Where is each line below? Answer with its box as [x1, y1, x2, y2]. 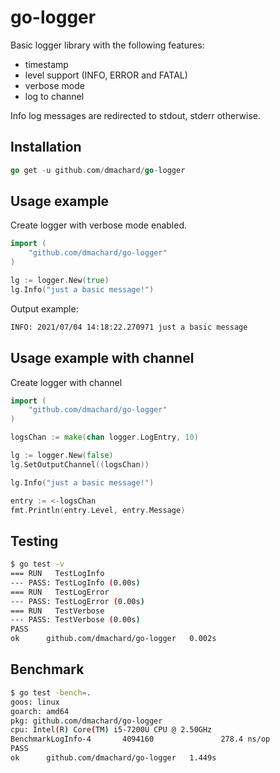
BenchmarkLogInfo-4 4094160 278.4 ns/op [10, 734, 271, 745]
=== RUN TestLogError [10, 587, 110, 597]
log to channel [24, 90, 85, 102]
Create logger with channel [10, 376, 123, 388]
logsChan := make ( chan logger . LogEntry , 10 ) [10, 432, 199, 443]
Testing [10, 532, 59, 550]
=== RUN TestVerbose [10, 606, 105, 616]
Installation [10, 139, 82, 156]
